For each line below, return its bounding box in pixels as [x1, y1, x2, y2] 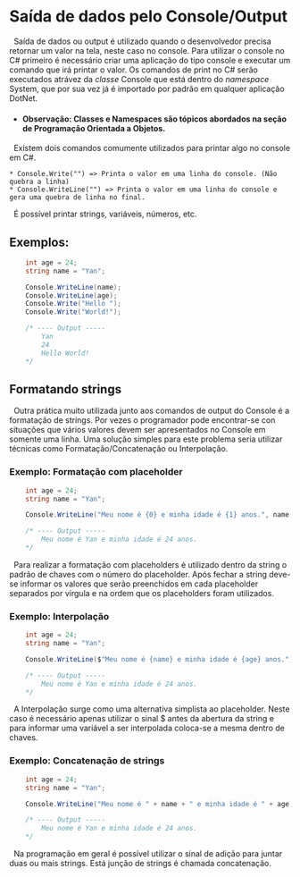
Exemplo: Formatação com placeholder [9, 466, 183, 478]
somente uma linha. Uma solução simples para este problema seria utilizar [9, 434, 283, 444]
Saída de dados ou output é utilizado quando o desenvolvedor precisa [12, 36, 272, 46]
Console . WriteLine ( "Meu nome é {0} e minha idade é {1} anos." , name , [25, 510, 294, 519]
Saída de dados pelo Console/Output [9, 6, 288, 27]
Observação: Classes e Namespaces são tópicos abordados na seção [21, 114, 287, 124]
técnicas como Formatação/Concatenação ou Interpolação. [9, 443, 229, 454]
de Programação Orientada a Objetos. [21, 122, 166, 133]
